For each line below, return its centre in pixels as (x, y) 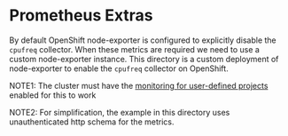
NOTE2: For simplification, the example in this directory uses (120, 112)
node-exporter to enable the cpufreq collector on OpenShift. (119, 68)
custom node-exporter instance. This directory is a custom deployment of (144, 59)
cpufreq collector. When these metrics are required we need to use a (134, 49)
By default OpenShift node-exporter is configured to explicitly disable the (143, 40)
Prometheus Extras (81, 16)
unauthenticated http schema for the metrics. (92, 122)
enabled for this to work (53, 95)
